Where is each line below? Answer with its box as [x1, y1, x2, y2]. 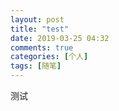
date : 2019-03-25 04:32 [10, 33, 110, 43]
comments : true [10, 42, 74, 53]
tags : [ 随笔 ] [10, 61, 62, 71]
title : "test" [10, 24, 70, 34]
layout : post [10, 14, 65, 25]
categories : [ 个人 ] [10, 52, 89, 62]
